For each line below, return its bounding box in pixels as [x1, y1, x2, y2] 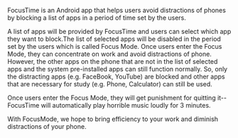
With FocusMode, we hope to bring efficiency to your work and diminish [7, 115, 219, 123]
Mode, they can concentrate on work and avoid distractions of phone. [7, 50, 212, 58]
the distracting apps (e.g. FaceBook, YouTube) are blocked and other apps [7, 72, 225, 81]
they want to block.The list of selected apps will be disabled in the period [7, 35, 222, 43]
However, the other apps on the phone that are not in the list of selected [7, 57, 218, 66]
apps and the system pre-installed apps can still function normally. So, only [7, 65, 228, 73]
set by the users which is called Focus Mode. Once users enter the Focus [7, 42, 222, 50]
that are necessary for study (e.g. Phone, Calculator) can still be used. [7, 80, 213, 88]
